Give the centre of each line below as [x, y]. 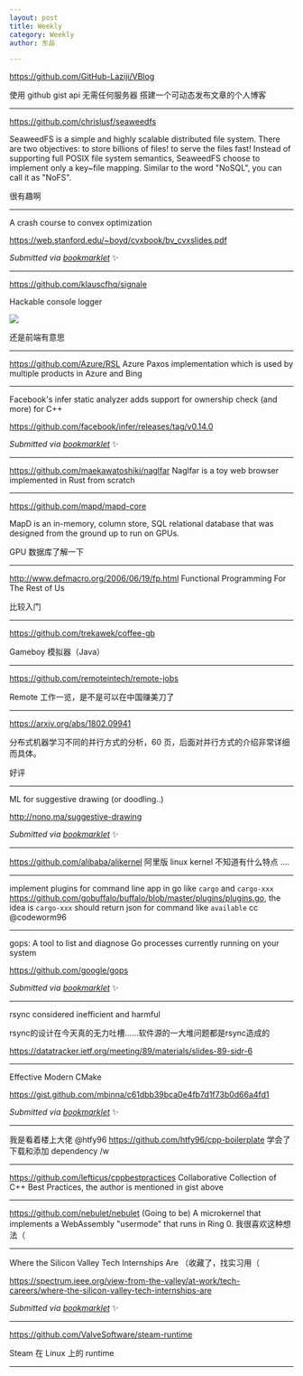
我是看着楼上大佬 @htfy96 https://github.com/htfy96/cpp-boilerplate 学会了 [150, 1140]
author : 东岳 [32, 43]
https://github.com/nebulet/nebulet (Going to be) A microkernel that [135, 1213]
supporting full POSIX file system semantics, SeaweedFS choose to [135, 158]
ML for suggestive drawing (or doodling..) [87, 800]
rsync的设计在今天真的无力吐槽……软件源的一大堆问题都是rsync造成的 [140, 1033]
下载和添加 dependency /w [60, 1151]
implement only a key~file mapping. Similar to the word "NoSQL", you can [146, 168]
